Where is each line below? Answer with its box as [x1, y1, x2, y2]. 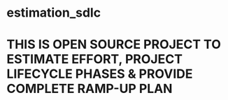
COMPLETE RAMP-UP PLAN [6, 81, 173, 97]
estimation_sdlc [6, 5, 101, 21]
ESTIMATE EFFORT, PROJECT [6, 51, 183, 67]
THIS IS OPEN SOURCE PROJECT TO [6, 37, 221, 53]
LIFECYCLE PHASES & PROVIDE [6, 66, 193, 82]
